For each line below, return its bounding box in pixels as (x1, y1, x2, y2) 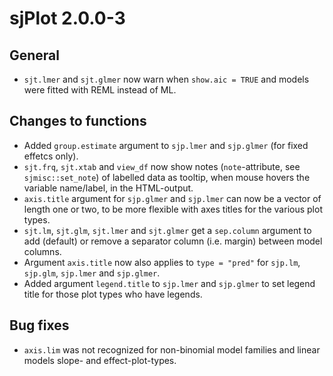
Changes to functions (9, 113, 147, 130)
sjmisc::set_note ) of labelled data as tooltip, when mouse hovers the (23, 171, 311, 183)
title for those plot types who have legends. (23, 288, 203, 300)
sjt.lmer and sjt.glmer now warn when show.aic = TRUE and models (23, 73, 310, 85)
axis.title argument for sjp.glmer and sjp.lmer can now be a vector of (23, 192, 322, 204)
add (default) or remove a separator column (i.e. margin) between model (23, 235, 323, 247)
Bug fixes (9, 317, 70, 334)
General (9, 47, 61, 64)
